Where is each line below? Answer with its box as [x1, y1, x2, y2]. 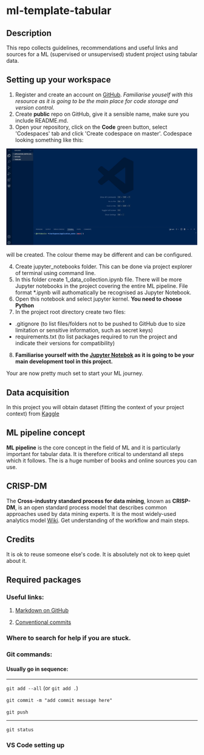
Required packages [6, 574, 81, 585]
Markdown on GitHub [15, 607, 69, 614]
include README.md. [15, 116, 69, 124]
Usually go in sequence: [6, 665, 69, 673]
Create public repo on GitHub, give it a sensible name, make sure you [15, 110, 189, 118]
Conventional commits [15, 618, 72, 626]
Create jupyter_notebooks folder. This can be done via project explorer [15, 263, 192, 270]
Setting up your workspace [6, 74, 111, 85]
